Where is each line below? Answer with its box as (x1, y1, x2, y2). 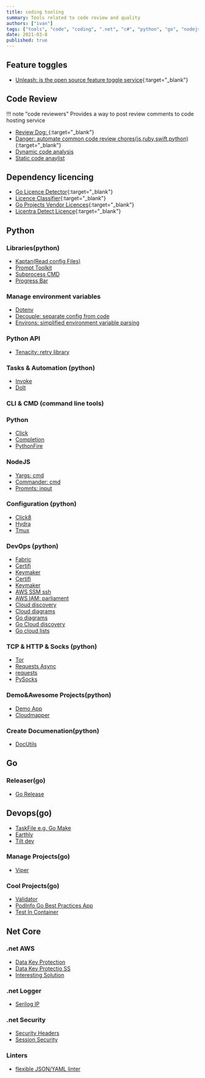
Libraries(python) (6, 244, 60, 252)
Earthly (15, 831, 34, 838)
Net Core (6, 926, 41, 936)
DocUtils (15, 740, 37, 748)
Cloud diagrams (15, 608, 56, 615)
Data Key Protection (15, 958, 66, 966)
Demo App (15, 705, 43, 712)
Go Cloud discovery (15, 621, 65, 628)
